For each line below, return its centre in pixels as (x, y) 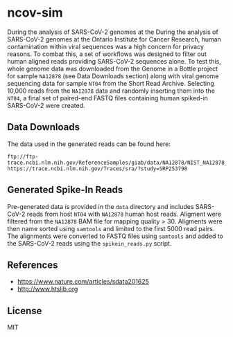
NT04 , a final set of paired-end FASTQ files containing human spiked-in (107, 98)
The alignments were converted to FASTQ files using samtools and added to (115, 236)
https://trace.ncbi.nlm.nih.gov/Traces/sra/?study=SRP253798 (97, 168)
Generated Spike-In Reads (65, 190)
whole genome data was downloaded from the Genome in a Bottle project (113, 69)
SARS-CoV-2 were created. (46, 105)
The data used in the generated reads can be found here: (89, 144)
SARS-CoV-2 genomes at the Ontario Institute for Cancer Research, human (114, 39)
